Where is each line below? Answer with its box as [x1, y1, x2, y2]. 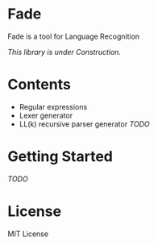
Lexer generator [19, 110, 73, 120]
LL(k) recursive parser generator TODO [19, 118, 150, 129]
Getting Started [7, 147, 114, 166]
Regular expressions [19, 102, 88, 111]
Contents [7, 76, 72, 93]
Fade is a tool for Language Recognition [7, 31, 140, 41]
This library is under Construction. [7, 47, 122, 56]
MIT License [7, 229, 49, 239]
